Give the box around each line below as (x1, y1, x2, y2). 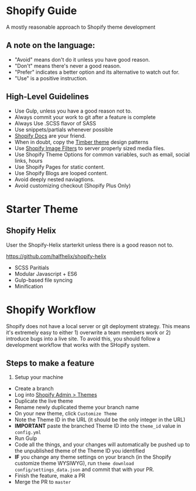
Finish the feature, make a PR (14, 472, 85, 479)
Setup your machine (14, 374, 64, 381)
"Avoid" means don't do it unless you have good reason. (14, 56, 150, 63)
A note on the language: (6, 40, 95, 50)
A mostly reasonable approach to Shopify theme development (6, 23, 156, 30)
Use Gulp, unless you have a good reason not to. (14, 107, 132, 114)
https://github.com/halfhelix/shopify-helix (6, 253, 106, 260)
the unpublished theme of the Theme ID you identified (14, 447, 145, 455)
